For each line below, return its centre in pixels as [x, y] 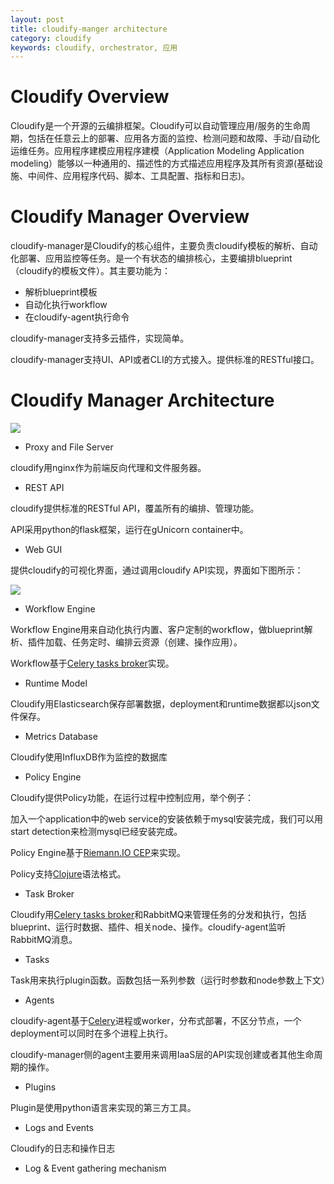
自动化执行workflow [66, 305]
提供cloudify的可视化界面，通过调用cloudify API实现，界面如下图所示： [157, 570]
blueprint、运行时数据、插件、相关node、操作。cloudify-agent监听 [148, 927]
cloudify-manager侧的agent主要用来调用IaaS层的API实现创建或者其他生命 [162, 1055]
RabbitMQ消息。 [44, 940]
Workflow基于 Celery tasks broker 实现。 [92, 663]
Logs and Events [59, 1128]
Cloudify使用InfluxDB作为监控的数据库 [89, 757]
